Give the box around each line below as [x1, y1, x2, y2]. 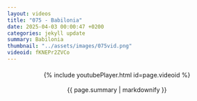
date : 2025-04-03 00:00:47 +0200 [7, 23, 104, 30]
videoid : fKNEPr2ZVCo [7, 49, 70, 56]
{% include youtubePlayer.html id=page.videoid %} [43, 70, 191, 79]
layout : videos [7, 10, 52, 17]
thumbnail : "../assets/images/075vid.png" [7, 42, 132, 49]
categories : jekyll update [7, 29, 86, 37]
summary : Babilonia [7, 36, 64, 43]
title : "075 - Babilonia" [7, 17, 82, 24]
